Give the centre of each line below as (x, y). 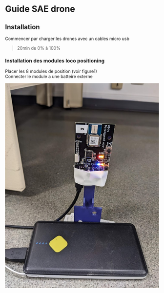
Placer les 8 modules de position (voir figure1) (51, 71)
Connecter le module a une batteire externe (49, 77)
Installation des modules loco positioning (55, 60)
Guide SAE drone (40, 9)
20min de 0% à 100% (39, 48)
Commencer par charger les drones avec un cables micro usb (67, 39)
